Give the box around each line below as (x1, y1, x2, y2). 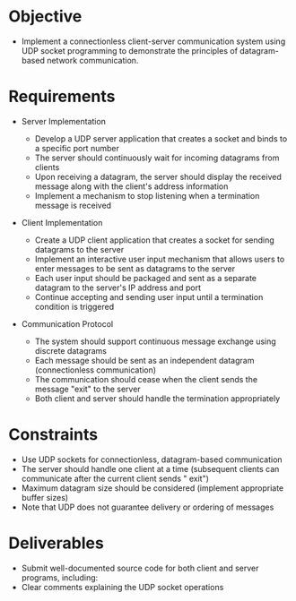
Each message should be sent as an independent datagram (34, 355, 255, 365)
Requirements (8, 87, 116, 107)
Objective (8, 6, 83, 27)
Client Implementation (21, 217, 103, 228)
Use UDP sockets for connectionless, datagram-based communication (21, 454, 283, 465)
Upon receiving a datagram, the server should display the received (34, 171, 282, 182)
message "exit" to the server (34, 383, 141, 394)
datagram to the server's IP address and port (34, 282, 202, 293)
